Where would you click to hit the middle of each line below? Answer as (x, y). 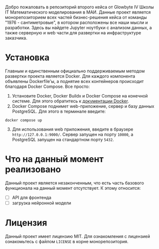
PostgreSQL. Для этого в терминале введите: (59, 111)
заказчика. (16, 38)
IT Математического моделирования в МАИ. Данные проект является (78, 12)
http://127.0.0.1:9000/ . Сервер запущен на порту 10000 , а (72, 134)
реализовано (33, 170)
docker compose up (24, 120)
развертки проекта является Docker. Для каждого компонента (70, 76)
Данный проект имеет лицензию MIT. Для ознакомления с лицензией (78, 236)
